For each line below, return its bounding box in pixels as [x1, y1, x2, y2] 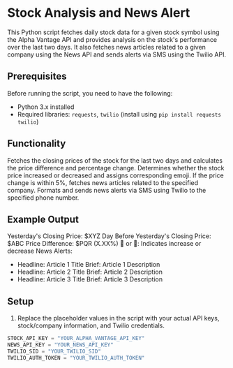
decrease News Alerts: [7, 246, 73, 256]
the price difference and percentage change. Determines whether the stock [7, 163, 225, 172]
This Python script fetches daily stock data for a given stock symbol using [7, 28, 220, 36]
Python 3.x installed [17, 103, 75, 111]
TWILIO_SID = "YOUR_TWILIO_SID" [7, 348, 101, 355]
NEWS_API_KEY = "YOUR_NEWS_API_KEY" [7, 341, 114, 348]
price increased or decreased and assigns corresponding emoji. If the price [7, 171, 225, 179]
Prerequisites [7, 71, 67, 82]
